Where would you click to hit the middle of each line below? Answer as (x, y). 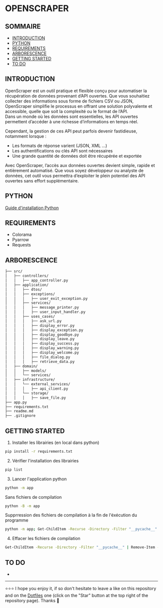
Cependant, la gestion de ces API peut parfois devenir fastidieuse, (71, 131)
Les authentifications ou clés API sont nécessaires (62, 150)
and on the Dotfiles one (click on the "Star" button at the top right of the (77, 595)
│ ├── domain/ (21, 366)
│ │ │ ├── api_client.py (37, 389)
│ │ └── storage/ (27, 393)
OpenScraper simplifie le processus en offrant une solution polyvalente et (79, 106)
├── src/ (14, 271)
